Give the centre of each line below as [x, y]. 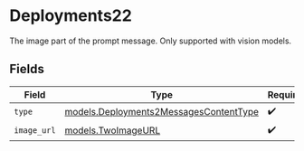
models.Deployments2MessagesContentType [162, 112]
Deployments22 [71, 16]
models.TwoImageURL [113, 130]
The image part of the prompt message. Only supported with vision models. [151, 41]
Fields [27, 69]
